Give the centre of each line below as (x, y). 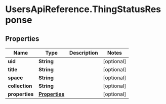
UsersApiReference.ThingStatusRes (83, 9)
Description (84, 53)
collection (20, 86)
